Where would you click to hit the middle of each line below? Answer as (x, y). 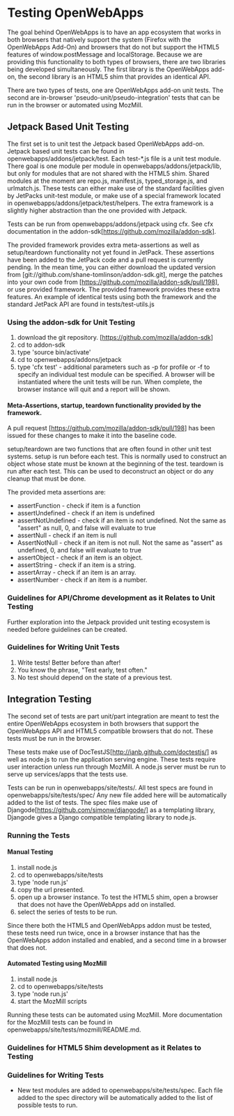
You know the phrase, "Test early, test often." (82, 670)
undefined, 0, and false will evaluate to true (79, 550)
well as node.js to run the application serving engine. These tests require (111, 759)
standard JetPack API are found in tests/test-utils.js (81, 304)
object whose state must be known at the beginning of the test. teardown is (116, 464)
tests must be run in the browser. (55, 738)
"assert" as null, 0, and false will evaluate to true (87, 528)
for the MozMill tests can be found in (60, 1022)
